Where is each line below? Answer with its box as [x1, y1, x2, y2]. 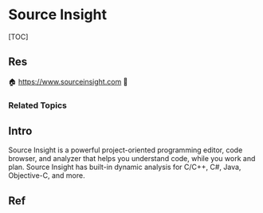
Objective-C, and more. [8, 171, 85, 180]
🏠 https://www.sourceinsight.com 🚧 [8, 77, 128, 86]
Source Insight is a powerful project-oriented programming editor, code [8, 145, 243, 155]
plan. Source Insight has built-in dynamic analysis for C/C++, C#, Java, [8, 162, 241, 172]
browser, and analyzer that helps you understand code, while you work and [8, 154, 256, 164]
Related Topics [8, 100, 68, 111]
